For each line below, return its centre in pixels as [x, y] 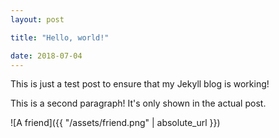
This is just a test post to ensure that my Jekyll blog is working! [140, 84]
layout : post [37, 19]
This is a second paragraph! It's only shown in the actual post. [138, 103]
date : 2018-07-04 [46, 56]
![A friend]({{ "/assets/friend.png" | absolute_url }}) [115, 123]
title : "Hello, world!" [60, 37]
